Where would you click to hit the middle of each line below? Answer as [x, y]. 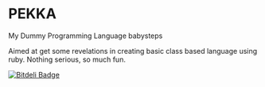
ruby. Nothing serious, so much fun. [67, 59]
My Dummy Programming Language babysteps [86, 36]
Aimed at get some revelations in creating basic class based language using [133, 51]
